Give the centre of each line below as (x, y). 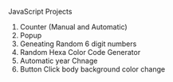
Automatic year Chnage (59, 61)
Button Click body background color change (92, 69)
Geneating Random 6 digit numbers (78, 44)
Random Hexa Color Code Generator (80, 52)
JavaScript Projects (40, 12)
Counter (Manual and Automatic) (73, 27)
